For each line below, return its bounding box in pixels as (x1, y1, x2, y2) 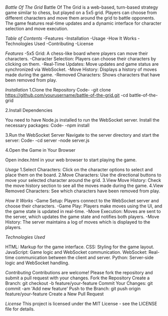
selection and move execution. (5, 26, 69, 32)
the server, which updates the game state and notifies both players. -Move (5, 214, 159, 220)
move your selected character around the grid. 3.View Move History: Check (5, 177, 161, 183)
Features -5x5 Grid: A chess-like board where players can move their (5, 50, 148, 56)
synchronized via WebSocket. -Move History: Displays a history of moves (5, 66, 157, 72)
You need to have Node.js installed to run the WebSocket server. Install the (5, 117, 159, 123)
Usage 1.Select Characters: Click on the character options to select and (5, 167, 153, 172)
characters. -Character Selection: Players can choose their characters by (5, 56, 156, 62)
